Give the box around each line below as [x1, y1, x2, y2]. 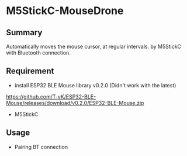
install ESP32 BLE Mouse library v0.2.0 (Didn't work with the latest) [14, 82, 176, 89]
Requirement [6, 66, 54, 76]
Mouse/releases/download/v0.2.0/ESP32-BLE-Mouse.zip [6, 99, 144, 106]
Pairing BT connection [14, 143, 68, 150]
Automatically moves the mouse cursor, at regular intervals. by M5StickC [6, 43, 182, 50]
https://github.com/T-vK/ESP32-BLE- [6, 93, 96, 100]
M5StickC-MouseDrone [6, 4, 124, 18]
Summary [6, 28, 43, 38]
